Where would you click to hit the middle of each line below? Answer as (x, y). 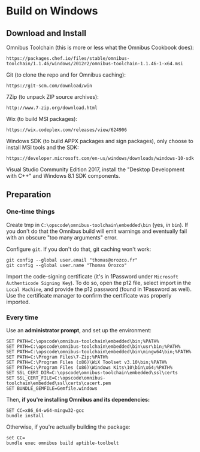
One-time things (31, 212)
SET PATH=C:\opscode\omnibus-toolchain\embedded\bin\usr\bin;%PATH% (93, 346)
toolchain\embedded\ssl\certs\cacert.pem (59, 383)
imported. (18, 302)
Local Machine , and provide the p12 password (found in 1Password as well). (99, 289)
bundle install (25, 415)
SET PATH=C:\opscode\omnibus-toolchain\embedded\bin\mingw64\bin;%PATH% (99, 351)
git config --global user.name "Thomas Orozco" (67, 265)
